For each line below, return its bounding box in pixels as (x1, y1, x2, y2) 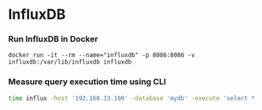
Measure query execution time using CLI (8, 76, 167, 87)
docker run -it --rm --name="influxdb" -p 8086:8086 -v (8, 51, 195, 60)
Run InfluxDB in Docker (8, 34, 98, 45)
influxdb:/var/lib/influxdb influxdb (8, 58, 132, 66)
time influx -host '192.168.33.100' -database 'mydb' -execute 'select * (8, 94, 256, 102)
